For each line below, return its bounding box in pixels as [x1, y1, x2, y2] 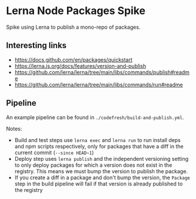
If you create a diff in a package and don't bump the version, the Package [14, 174, 191, 181]
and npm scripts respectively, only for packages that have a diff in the [14, 143, 184, 150]
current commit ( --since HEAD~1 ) [14, 149, 94, 156]
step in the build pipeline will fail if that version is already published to [14, 180, 183, 187]
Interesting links [6, 41, 67, 50]
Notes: [6, 125, 22, 132]
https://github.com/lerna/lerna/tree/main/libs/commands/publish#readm [14, 69, 190, 76]
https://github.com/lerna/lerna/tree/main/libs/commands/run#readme [14, 81, 183, 88]
